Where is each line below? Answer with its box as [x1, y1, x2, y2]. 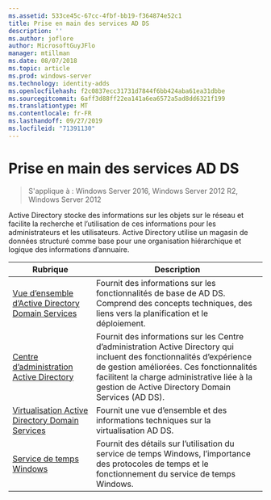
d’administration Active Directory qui [96, 341, 234, 352]
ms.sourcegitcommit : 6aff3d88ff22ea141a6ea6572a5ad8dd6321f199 [8, 95, 226, 103]
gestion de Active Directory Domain [96, 381, 231, 393]
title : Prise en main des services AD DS [8, 19, 150, 27]
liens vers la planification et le [96, 308, 208, 319]
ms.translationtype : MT [8, 102, 89, 110]
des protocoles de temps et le [96, 458, 209, 469]
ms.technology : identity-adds [8, 79, 110, 87]
